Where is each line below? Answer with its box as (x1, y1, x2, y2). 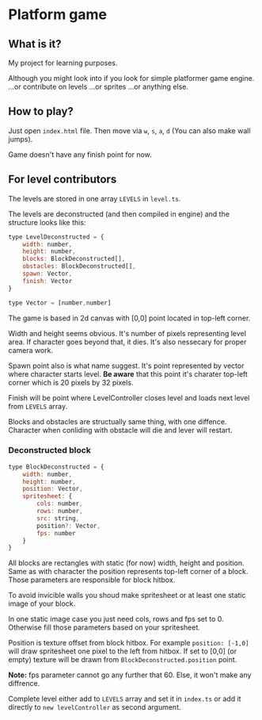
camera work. (8, 345, 54, 354)
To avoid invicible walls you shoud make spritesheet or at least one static (8, 591, 247, 600)
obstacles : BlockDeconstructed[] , (22, 262, 136, 270)
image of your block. (8, 599, 76, 608)
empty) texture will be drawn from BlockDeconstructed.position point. (8, 655, 237, 664)
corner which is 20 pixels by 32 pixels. (8, 377, 134, 387)
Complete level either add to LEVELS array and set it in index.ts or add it (8, 694, 241, 703)
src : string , (36, 514, 80, 523)
